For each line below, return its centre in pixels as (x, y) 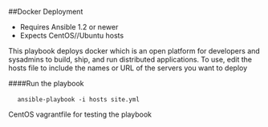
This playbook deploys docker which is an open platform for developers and (134, 51)
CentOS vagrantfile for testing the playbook (80, 114)
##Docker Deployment (46, 12)
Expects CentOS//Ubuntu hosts (72, 36)
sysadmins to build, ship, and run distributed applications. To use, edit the (130, 60)
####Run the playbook (46, 83)
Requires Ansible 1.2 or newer (69, 27)
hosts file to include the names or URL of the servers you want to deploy (128, 68)
